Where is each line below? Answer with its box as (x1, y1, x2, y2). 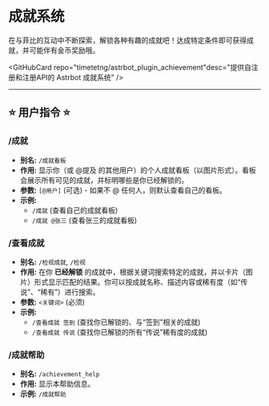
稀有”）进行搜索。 (40, 286, 100, 297)
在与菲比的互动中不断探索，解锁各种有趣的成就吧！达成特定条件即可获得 (8, 35, 247, 45)
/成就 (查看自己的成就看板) (31, 205, 118, 215)
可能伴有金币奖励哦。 (29, 45, 100, 55)
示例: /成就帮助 (19, 389, 66, 399)
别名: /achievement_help (19, 369, 100, 379)
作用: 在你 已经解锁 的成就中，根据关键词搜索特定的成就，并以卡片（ (19, 266, 247, 277)
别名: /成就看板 (19, 155, 66, 164)
